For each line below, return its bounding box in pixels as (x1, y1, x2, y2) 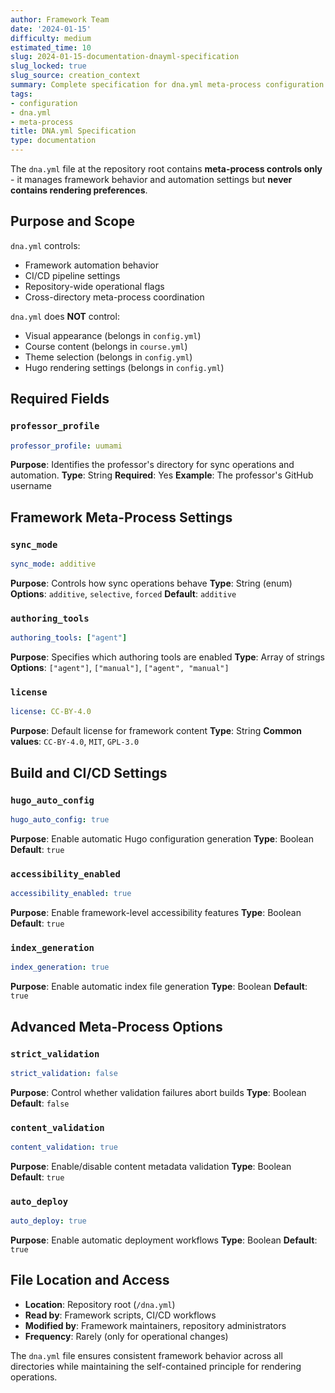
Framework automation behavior (24, 259, 159, 271)
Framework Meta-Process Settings (10, 509, 233, 526)
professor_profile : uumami (10, 441, 123, 451)
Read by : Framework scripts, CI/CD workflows (24, 1309, 217, 1321)
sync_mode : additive (10, 559, 97, 570)
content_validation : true (10, 1142, 118, 1153)
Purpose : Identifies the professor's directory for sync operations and (10, 459, 295, 471)
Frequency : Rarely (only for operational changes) (24, 1330, 229, 1342)
